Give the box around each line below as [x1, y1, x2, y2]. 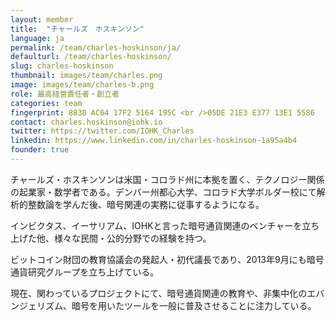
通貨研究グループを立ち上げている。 [10, 266, 160, 278]
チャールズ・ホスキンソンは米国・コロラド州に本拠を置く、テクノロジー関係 [10, 173, 325, 185]
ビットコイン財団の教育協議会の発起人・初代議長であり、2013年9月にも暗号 [10, 253, 325, 265]
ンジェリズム [10, 299, 63, 311]
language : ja [10, 33, 65, 43]
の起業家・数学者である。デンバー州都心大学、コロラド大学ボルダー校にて [10, 186, 317, 198]
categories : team [10, 98, 83, 108]
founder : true [10, 145, 70, 155]
